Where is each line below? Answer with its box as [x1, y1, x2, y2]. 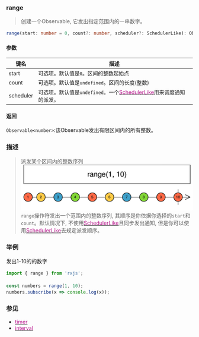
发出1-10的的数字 [6, 258, 47, 265]
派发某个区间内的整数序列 [20, 158, 84, 165]
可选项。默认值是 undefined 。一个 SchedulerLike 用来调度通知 [38, 89, 185, 96]
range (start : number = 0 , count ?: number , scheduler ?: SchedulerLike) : [6, 30, 187, 36]
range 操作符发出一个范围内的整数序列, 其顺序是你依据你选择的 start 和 [20, 212, 191, 219]
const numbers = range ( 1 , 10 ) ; [6, 283, 84, 289]
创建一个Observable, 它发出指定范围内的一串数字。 [20, 18, 146, 25]
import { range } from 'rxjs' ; [6, 270, 84, 276]
